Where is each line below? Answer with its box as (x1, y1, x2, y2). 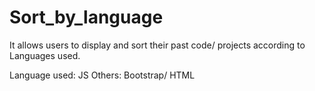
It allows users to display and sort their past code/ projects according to (9, 39, 306, 51)
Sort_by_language (9, 6, 164, 29)
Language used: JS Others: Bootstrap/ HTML (9, 69, 196, 81)
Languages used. (9, 49, 81, 61)
